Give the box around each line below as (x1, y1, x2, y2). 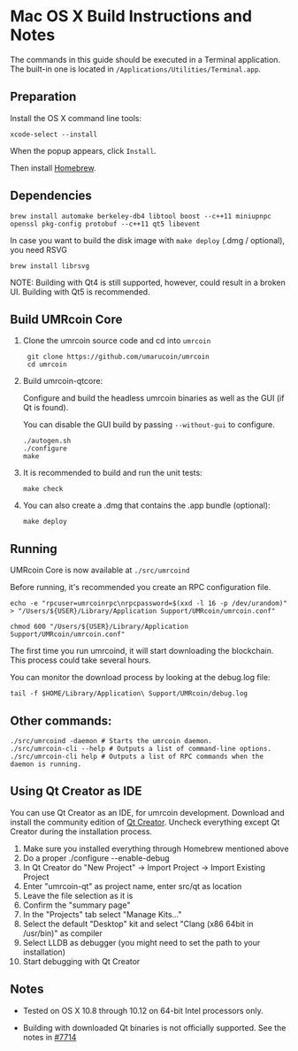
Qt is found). (22, 403, 69, 413)
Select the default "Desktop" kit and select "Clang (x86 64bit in (22, 918, 254, 929)
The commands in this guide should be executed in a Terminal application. (10, 54, 281, 65)
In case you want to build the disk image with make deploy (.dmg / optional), (10, 234, 286, 245)
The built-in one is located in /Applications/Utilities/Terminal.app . (10, 64, 262, 74)
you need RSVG (10, 244, 67, 255)
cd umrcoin (27, 360, 67, 369)
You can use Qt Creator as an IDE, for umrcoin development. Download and (10, 807, 285, 817)
